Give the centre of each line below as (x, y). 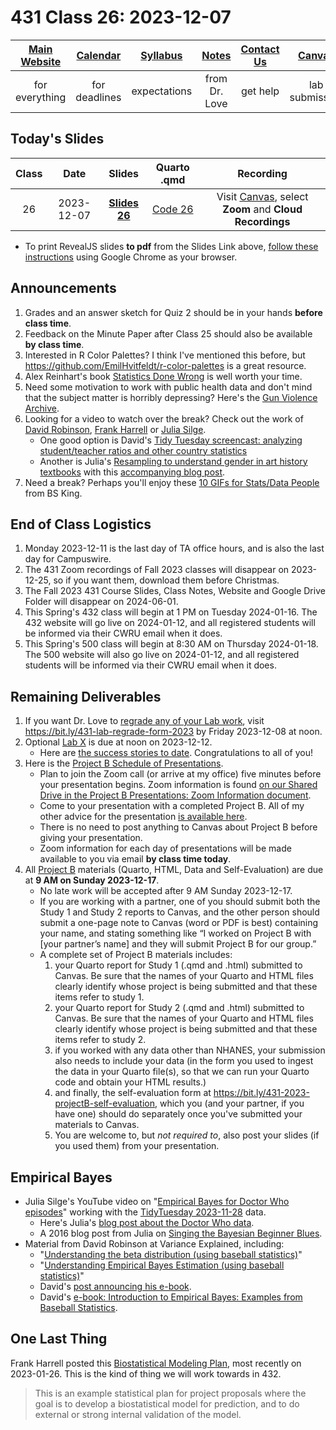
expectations (162, 91)
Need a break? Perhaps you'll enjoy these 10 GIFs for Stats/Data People (172, 482)
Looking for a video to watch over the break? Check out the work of (164, 418)
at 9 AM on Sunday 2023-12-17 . (92, 880)
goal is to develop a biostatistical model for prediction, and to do (167, 1403)
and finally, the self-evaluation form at (133, 1093)
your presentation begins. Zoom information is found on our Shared (178, 785)
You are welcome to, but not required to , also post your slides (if (187, 1135)
